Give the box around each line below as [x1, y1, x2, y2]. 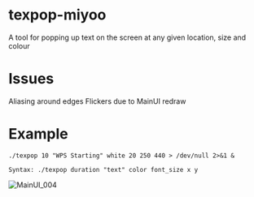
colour [8, 41, 30, 50]
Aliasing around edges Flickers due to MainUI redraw [8, 96, 186, 106]
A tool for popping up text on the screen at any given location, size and [8, 32, 247, 42]
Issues [8, 70, 55, 88]
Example [8, 125, 68, 143]
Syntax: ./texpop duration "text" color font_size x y [8, 165, 199, 173]
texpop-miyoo [8, 6, 107, 24]
